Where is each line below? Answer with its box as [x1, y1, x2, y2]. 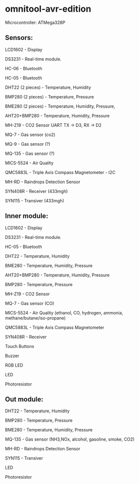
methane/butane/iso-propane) [5, 315, 66, 321]
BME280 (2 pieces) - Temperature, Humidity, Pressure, [5, 103, 115, 109]
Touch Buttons [5, 343, 35, 349]
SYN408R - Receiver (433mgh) [5, 188, 68, 194]
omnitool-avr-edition [5, 3, 91, 15]
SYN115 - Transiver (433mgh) [5, 197, 65, 203]
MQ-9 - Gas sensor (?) [5, 141, 51, 147]
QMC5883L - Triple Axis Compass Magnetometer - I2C [5, 169, 116, 175]
